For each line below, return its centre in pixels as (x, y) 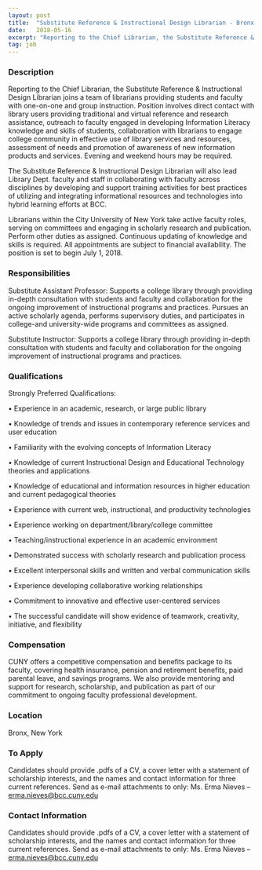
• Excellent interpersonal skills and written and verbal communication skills (129, 571)
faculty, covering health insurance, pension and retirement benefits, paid (126, 670)
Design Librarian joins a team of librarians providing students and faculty (126, 97)
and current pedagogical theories (62, 495)
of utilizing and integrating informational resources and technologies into (126, 196)
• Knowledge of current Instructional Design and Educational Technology (126, 462)
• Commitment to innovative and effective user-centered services (114, 601)
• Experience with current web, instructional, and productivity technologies (129, 510)
